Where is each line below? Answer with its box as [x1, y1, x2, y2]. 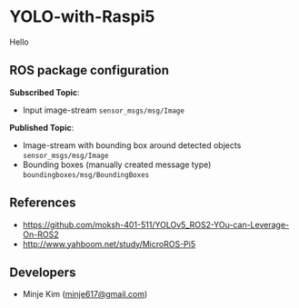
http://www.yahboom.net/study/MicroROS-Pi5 [22, 238, 196, 249]
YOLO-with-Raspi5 [9, 6, 155, 27]
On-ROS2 [22, 229, 59, 240]
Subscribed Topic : [9, 86, 80, 97]
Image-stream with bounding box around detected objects [22, 139, 242, 151]
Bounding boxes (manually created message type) [22, 159, 212, 170]
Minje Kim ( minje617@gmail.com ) [22, 289, 148, 300]
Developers [9, 264, 76, 280]
